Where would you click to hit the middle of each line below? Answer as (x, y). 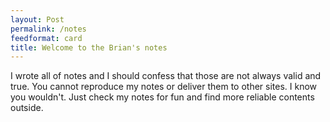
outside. (27, 108)
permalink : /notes (48, 29)
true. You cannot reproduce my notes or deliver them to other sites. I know (164, 87)
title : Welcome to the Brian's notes (89, 47)
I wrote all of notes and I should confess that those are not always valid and (166, 76)
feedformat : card (46, 38)
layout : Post (37, 19)
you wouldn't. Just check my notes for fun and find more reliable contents (162, 97)
